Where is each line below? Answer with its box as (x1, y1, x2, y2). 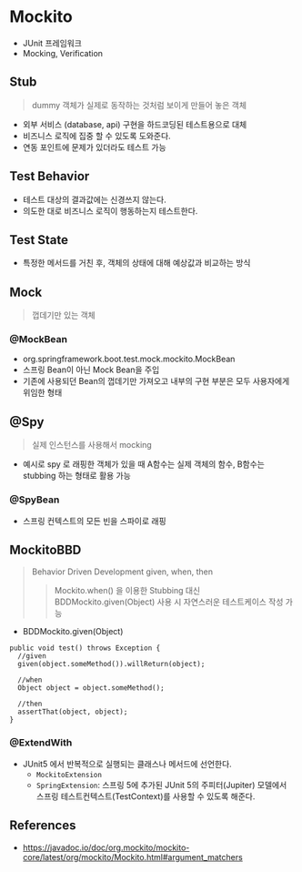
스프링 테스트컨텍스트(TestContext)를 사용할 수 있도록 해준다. (35, 790, 256, 802)
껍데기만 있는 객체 (31, 309, 96, 320)
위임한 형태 (22, 387, 63, 398)
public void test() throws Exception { (9, 644, 161, 653)
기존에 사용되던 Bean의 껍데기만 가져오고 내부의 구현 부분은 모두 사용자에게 (22, 376, 290, 387)
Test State (9, 232, 69, 248)
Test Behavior (9, 168, 90, 184)
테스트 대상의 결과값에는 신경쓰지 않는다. (22, 194, 166, 205)
